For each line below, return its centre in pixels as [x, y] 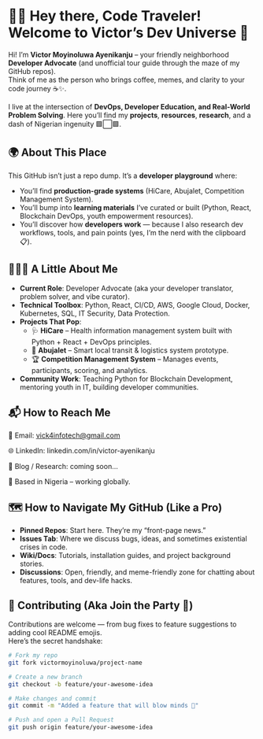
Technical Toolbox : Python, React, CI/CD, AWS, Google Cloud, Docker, [135, 305]
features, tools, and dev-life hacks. [76, 581]
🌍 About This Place [57, 153]
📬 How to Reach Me [59, 412]
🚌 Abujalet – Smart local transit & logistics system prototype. [130, 350]
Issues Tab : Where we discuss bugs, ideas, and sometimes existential [133, 539]
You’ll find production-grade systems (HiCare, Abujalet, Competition [132, 190]
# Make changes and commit [52, 698]
